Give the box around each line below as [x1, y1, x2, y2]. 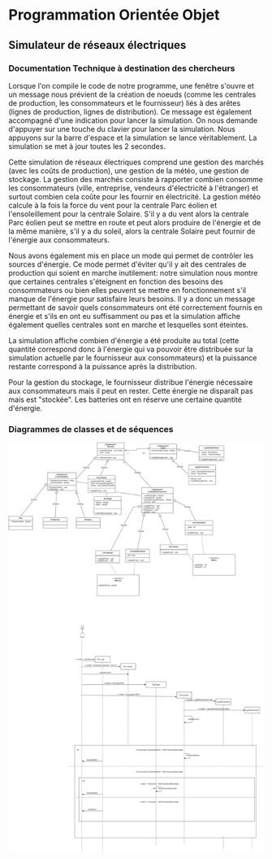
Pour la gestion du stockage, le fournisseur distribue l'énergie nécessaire [8, 377, 253, 387]
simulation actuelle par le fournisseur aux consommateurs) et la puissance [8, 352, 257, 363]
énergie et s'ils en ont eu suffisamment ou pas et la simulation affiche [8, 311, 241, 320]
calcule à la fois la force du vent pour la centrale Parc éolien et [8, 200, 218, 210]
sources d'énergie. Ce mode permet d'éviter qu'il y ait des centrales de [8, 259, 247, 269]
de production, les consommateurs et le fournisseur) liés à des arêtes [8, 98, 241, 107]
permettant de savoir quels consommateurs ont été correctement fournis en [8, 303, 263, 312]
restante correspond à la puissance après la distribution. [8, 361, 197, 371]
